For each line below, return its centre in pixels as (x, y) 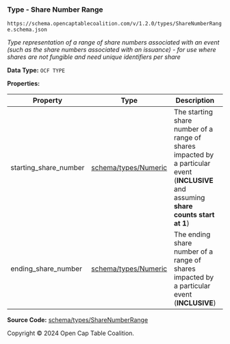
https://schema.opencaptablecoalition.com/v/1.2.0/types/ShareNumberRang (115, 24)
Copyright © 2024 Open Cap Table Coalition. (71, 333)
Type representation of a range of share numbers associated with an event (113, 42)
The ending (192, 234)
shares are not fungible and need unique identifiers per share (94, 57)
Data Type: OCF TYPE (36, 71)
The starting (193, 112)
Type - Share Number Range (55, 10)
